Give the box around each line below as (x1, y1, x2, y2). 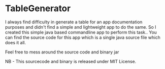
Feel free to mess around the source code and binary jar (5, 49, 119, 55)
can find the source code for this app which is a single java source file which (5, 34, 161, 40)
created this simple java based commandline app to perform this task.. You (5, 29, 157, 35)
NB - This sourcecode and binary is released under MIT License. (5, 58, 136, 64)
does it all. (5, 39, 26, 45)
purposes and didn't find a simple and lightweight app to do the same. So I (5, 24, 157, 30)
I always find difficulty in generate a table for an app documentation (5, 19, 143, 25)
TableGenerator (5, 3, 71, 14)
